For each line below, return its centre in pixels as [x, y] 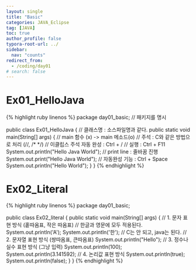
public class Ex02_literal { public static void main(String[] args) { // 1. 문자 [94, 218]
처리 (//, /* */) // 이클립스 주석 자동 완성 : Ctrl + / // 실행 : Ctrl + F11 [89, 145]
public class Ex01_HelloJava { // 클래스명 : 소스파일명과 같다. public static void [98, 130]
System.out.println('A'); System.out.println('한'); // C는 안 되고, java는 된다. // [97, 233]
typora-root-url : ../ [32, 45]
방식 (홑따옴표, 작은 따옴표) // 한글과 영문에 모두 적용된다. [77, 225]
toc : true [18, 33]
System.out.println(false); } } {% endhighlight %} [65, 261]
